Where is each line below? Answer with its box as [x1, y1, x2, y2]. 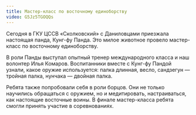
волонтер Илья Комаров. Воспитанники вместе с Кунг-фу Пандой [6, 60, 172, 67]
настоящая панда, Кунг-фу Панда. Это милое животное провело [6, 36, 168, 43]
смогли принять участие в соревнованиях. [6, 102, 114, 109]
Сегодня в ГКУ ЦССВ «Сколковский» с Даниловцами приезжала [6, 30, 169, 37]
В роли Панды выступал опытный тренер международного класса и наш [6, 54, 190, 61]
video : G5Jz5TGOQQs [6, 14, 54, 20]
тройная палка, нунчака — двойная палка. [6, 72, 113, 79]
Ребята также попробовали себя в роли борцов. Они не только [6, 83, 165, 90]
